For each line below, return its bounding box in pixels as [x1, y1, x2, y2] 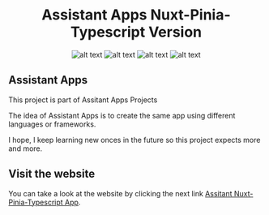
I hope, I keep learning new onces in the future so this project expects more [8, 135, 261, 144]
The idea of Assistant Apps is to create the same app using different [8, 110, 236, 120]
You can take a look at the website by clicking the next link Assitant [8, 188, 233, 198]
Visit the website [8, 167, 96, 181]
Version [148, 23, 203, 41]
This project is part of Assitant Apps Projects [8, 95, 158, 105]
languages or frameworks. [8, 119, 96, 129]
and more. [8, 144, 43, 153]
